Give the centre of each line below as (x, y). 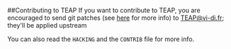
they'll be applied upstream (47, 25)
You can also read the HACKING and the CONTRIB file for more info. (101, 39)
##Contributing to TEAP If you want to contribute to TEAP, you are (104, 10)
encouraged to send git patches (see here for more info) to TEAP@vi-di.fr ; (116, 18)
